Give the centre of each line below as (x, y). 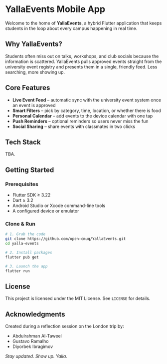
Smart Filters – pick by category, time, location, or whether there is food (86, 110)
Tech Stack (23, 142)
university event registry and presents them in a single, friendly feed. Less (81, 66)
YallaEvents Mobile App (55, 9)
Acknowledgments (35, 314)
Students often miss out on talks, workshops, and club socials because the (82, 56)
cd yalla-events (22, 243)
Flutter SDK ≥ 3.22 (31, 195)
